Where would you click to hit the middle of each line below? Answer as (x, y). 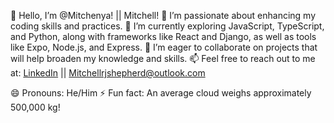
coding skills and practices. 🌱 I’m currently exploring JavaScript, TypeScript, (167, 26)
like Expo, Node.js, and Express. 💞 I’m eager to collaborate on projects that (164, 47)
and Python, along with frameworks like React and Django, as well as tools (163, 36)
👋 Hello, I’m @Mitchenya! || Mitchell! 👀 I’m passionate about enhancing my (163, 15)
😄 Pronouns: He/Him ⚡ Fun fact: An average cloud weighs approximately (161, 93)
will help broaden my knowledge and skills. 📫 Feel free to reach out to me (163, 58)
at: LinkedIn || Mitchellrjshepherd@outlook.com (108, 73)
